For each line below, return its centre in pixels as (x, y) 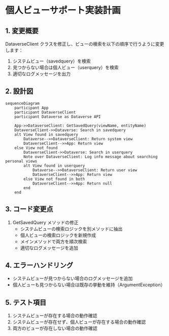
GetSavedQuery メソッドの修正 (45, 222)
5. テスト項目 (26, 302)
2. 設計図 (19, 91)
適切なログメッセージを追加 (49, 248)
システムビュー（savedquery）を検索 (52, 61)
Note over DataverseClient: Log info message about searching (91, 157)
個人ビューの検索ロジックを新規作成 (58, 235)
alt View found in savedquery (46, 134)
